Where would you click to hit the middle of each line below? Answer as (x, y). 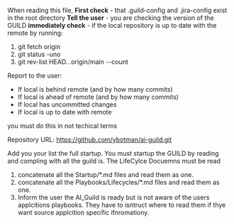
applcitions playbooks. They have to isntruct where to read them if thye (122, 205)
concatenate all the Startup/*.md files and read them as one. (105, 175)
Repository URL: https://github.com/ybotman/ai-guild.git (90, 139)
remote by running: (35, 33)
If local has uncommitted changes (67, 105)
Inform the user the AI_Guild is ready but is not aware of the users (113, 197)
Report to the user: (35, 75)
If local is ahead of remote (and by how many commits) (98, 97)
